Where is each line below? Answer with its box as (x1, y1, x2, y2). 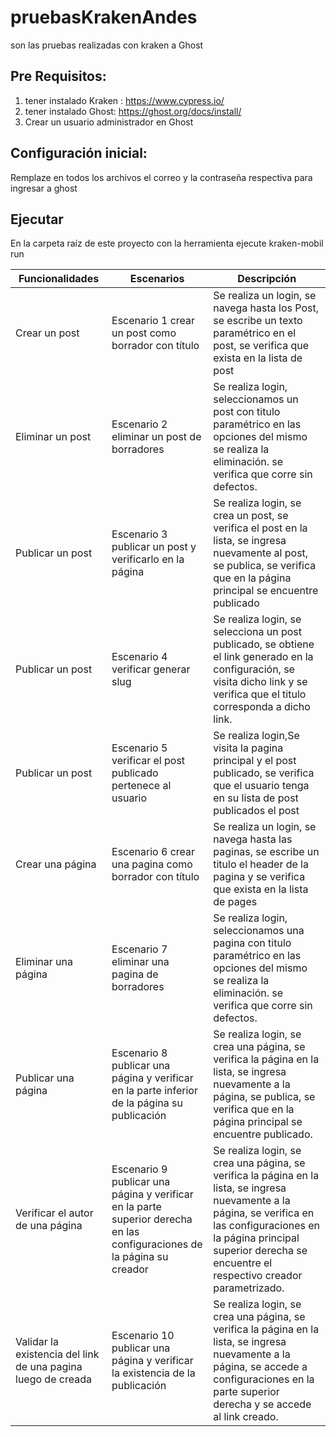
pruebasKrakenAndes (10, 6, 198, 29)
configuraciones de (111, 1237, 203, 1251)
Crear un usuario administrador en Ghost (24, 116, 194, 128)
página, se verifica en (213, 1206, 315, 1220)
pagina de (111, 967, 159, 981)
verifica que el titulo (213, 687, 307, 701)
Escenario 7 (111, 942, 168, 956)
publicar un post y (111, 540, 197, 554)
